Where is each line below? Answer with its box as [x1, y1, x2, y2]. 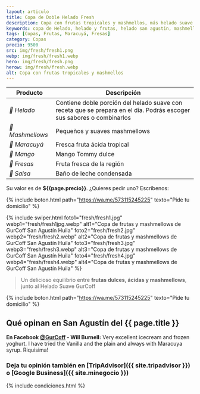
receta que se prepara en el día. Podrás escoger [55, 106, 190, 114]
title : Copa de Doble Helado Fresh [6, 14, 95, 20]
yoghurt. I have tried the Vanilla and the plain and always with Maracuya [6, 340, 183, 348]
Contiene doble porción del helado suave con [55, 99, 183, 107]
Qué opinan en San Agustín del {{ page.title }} [6, 318, 180, 328]
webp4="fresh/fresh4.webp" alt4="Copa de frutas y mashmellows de [6, 259, 177, 266]
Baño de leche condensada [55, 169, 132, 178]
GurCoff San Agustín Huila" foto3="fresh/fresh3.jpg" [6, 240, 136, 247]
